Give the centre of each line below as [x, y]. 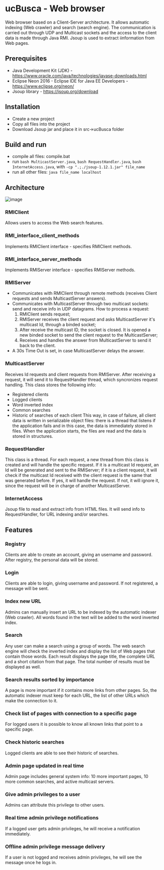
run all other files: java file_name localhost [57, 172]
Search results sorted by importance [50, 680]
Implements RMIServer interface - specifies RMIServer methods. [70, 270]
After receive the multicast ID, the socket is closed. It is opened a [85, 330]
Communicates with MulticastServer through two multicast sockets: [81, 304]
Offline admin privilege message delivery [55, 846]
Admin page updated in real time [45, 766]
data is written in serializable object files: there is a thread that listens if [84, 420]
